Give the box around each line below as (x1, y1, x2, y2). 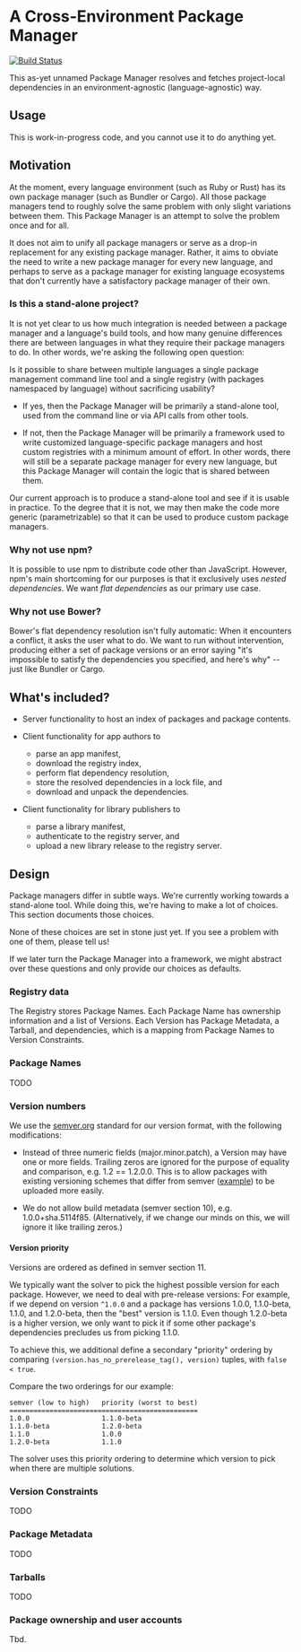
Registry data (9, 985, 70, 998)
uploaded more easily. (21, 1184, 105, 1195)
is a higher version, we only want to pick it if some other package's (9, 1317, 256, 1329)
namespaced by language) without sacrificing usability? (9, 383, 216, 394)
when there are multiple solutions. (9, 1463, 134, 1473)
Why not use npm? (9, 543, 93, 555)
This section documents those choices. (9, 909, 155, 921)
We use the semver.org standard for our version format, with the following (9, 1120, 282, 1131)
